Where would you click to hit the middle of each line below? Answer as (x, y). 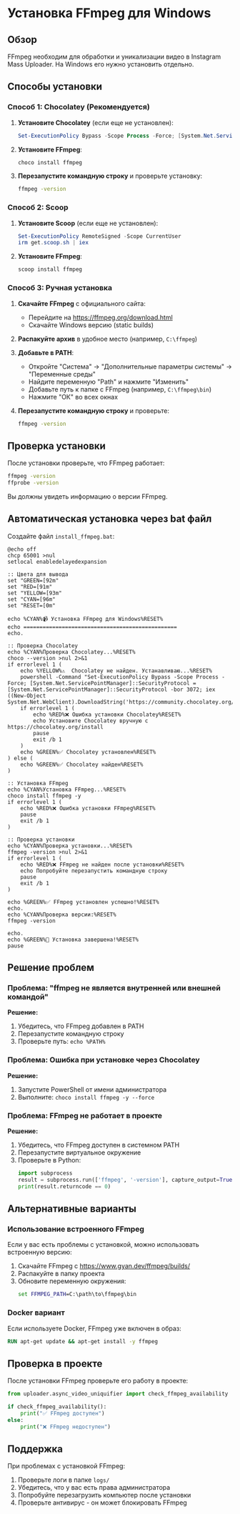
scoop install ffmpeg (50, 269)
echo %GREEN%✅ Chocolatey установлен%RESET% (88, 752)
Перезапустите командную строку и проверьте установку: (110, 176)
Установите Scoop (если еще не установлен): (88, 223)
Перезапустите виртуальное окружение (79, 1152)
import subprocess (45, 1173)
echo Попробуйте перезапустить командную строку (94, 871)
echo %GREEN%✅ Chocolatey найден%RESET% (82, 765)
